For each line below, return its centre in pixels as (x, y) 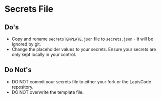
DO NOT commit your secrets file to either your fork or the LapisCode (81, 81)
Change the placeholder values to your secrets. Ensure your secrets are (84, 49)
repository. (22, 87)
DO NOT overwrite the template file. (48, 92)
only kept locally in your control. (44, 54)
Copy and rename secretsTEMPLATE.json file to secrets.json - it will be (82, 39)
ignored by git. (26, 44)
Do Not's (18, 70)
